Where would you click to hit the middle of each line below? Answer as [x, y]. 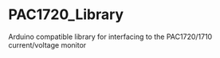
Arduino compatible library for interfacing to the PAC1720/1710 [110, 37]
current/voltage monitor [47, 44]
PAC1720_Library [66, 15]
